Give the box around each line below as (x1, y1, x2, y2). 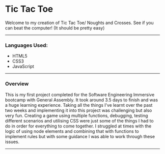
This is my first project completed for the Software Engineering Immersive (5, 92, 155, 97)
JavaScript (12, 63, 34, 69)
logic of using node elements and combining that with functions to (5, 128, 139, 134)
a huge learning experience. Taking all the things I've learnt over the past (5, 102, 153, 108)
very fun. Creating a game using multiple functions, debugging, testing (5, 112, 148, 119)
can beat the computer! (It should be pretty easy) (5, 25, 105, 31)
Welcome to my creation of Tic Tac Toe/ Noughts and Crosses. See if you (5, 20, 154, 26)
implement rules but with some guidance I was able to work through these (5, 133, 155, 139)
